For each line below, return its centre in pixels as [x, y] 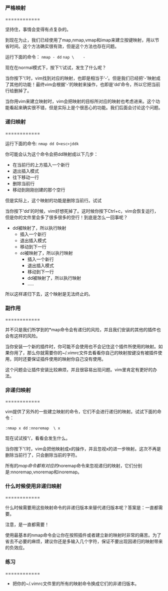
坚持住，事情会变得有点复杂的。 [38, 30]
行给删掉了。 [18, 91]
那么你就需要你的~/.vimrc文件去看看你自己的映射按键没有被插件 [92, 353]
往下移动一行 [25, 177]
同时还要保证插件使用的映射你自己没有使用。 [60, 359]
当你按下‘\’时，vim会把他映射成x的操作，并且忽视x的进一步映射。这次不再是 [83, 449]
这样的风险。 [27, 336]
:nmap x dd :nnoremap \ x [33, 428]
